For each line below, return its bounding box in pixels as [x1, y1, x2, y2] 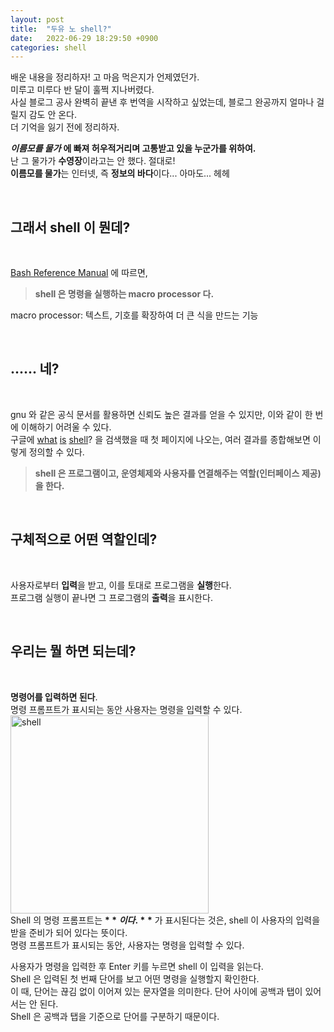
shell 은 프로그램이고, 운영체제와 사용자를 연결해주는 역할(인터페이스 [34, 467, 300, 479]
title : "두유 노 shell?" [10, 24, 112, 34]
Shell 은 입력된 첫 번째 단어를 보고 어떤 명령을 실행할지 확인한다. [10, 972, 260, 985]
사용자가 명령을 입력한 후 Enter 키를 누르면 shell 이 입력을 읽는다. [10, 960, 264, 972]
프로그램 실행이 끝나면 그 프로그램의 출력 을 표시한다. [10, 591, 213, 603]
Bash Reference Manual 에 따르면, [10, 267, 148, 279]
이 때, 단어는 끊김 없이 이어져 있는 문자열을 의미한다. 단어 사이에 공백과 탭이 [10, 985, 303, 997]
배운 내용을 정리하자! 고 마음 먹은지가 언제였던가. [10, 71, 200, 83]
